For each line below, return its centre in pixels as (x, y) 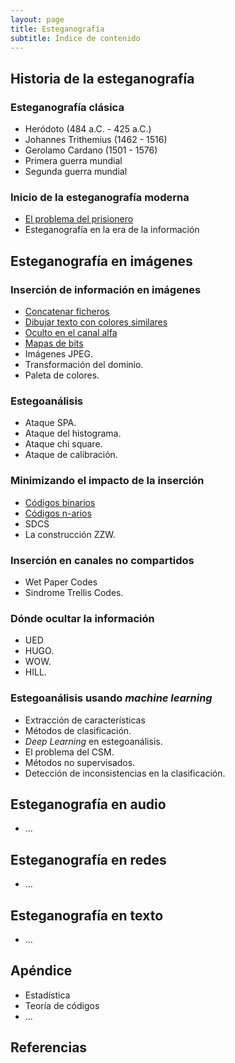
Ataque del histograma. (73, 433)
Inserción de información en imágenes (106, 289)
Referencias (49, 1047)
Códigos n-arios (58, 513)
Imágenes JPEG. (59, 354)
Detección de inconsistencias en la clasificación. (125, 773)
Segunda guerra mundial (76, 172)
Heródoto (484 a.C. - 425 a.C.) (88, 129)
